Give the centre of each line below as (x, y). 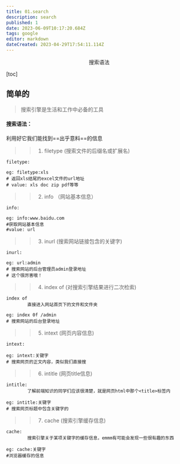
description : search (32, 17)
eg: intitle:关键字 (29, 403)
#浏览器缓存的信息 (25, 456)
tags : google (22, 34)
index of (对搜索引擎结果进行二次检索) (90, 287)
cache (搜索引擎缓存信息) (75, 420)
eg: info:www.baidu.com (35, 218)
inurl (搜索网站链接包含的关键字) (83, 241)
